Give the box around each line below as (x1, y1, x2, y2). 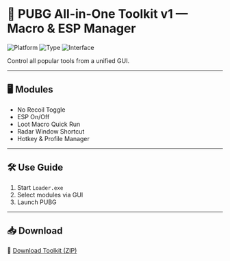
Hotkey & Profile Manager (16, 134, 90, 142)
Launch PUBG (16, 198, 57, 206)
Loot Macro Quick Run (16, 120, 81, 128)
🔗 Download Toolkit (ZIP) (7, 247, 77, 255)
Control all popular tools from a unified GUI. (7, 56, 130, 64)
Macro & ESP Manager (7, 21, 136, 36)
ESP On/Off (16, 112, 50, 121)
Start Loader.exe (16, 183, 64, 191)
